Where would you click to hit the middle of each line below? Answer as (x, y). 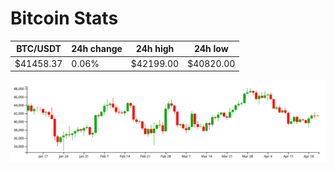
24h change (97, 49)
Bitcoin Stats (64, 18)
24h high (155, 49)
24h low (211, 49)
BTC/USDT (39, 49)
